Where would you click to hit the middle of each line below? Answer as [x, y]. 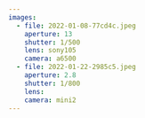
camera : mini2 [50, 100]
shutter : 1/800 [52, 83]
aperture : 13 [48, 34]
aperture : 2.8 [50, 75]
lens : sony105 [50, 51]
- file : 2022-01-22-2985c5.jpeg [77, 67]
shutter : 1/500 [52, 42]
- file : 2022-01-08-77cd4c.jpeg [77, 26]
